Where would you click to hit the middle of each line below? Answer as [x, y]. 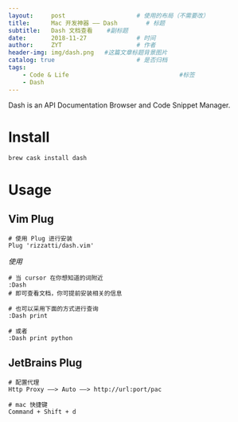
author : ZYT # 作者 [82, 45]
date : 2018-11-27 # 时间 [82, 38]
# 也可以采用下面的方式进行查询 [53, 309]
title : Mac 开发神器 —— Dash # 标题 [87, 23]
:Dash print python [41, 338]
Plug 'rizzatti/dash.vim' [51, 246]
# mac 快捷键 [28, 405]
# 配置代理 [24, 383]
